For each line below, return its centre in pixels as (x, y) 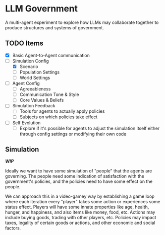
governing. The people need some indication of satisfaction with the (75, 176)
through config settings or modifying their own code (73, 134)
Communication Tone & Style (49, 94)
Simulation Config (30, 61)
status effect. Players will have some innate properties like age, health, (77, 207)
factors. (13, 228)
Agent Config (26, 83)
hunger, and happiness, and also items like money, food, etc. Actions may (80, 212)
